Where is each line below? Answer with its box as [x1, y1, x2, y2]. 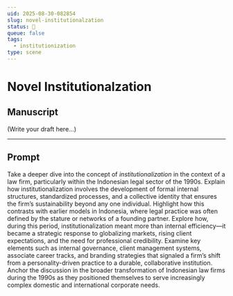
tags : [7, 36, 23, 43]
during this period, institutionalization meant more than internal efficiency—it [7, 222, 226, 230]
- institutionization [13, 42, 76, 49]
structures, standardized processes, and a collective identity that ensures [7, 192, 217, 200]
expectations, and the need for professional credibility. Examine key [7, 236, 201, 245]
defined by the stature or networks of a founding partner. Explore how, [7, 214, 209, 222]
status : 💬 [7, 23, 36, 30]
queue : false [7, 29, 45, 37]
